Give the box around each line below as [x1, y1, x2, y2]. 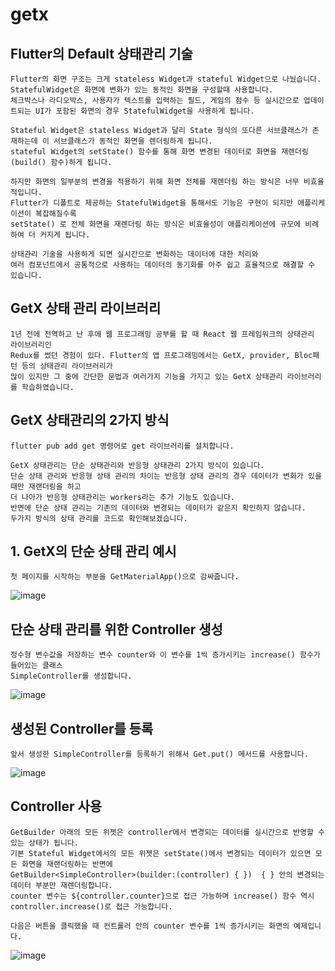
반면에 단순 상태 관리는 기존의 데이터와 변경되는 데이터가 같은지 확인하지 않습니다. [10, 503, 307, 513]
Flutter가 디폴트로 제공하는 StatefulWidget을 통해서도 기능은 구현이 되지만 [10, 198, 294, 208]
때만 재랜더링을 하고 [10, 481, 82, 492]
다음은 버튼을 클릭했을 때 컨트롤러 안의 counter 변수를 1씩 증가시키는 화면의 [10, 921, 290, 931]
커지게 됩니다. [39, 230, 91, 240]
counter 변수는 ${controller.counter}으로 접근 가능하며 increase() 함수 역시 [10, 891, 315, 901]
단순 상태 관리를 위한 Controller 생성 [10, 621, 223, 638]
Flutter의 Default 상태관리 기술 [10, 45, 193, 62]
